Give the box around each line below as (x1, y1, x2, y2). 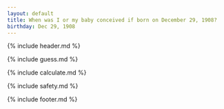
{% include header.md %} (7, 42, 81, 50)
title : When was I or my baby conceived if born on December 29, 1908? (7, 17, 217, 23)
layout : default (7, 10, 54, 17)
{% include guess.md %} (7, 55, 78, 63)
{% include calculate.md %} (7, 68, 87, 77)
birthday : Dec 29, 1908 (7, 23, 76, 30)
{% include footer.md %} (7, 95, 78, 103)
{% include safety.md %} (7, 82, 79, 90)
